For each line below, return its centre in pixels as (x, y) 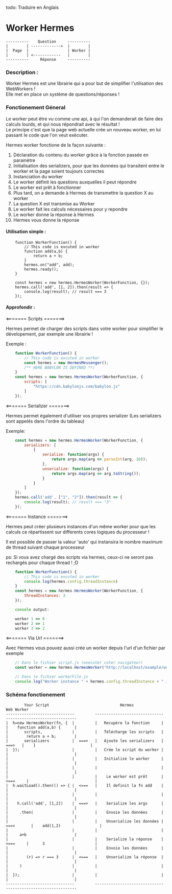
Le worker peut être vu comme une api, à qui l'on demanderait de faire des (84, 119)
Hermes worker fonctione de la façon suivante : (56, 145)
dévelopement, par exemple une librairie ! (50, 334)
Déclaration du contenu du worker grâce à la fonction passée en (81, 155)
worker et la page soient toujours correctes (58, 171)
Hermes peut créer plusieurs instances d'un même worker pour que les (81, 526)
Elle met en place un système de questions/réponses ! (63, 95)
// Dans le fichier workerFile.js (52, 677)
